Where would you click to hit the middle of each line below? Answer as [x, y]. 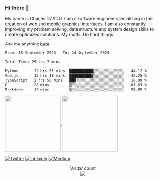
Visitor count [83, 168]
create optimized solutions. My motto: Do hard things [59, 35]
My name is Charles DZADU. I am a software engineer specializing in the [79, 19]
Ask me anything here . [28, 44]
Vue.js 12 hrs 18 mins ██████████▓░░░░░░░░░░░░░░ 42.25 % [76, 75]
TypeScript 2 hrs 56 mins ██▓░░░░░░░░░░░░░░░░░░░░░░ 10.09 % [76, 80]
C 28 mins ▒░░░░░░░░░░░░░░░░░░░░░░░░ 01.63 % [76, 85]
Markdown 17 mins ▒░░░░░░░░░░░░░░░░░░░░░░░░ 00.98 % [76, 89]
